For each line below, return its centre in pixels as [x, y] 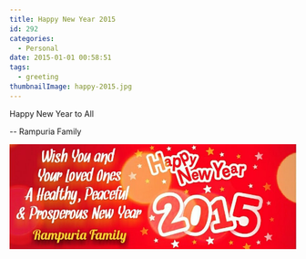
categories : [32, 38]
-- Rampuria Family [46, 131]
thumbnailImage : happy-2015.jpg [71, 87]
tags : [20, 67]
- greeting [38, 78]
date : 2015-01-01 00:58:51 [61, 58]
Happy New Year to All [51, 113]
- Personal [38, 48]
